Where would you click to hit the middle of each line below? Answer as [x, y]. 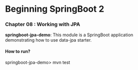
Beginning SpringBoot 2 [55, 9]
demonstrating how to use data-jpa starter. [48, 40]
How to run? [18, 51]
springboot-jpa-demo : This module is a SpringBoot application [69, 35]
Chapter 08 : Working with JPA [42, 24]
